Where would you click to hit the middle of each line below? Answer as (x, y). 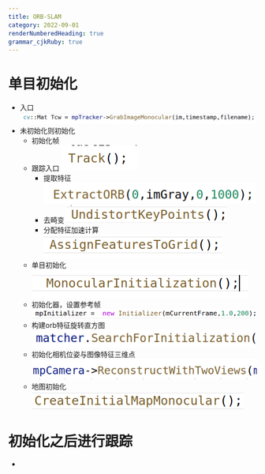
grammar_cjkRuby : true (45, 42)
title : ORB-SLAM (35, 17)
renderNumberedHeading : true (56, 33)
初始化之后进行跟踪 (71, 441)
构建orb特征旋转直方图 (68, 325)
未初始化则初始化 (47, 131)
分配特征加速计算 (71, 230)
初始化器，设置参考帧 (66, 304)
